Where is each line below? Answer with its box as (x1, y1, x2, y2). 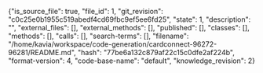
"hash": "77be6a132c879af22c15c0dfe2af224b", (77, 48, 236, 57)
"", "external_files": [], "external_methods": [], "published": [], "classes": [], (8, 23, 250, 32)
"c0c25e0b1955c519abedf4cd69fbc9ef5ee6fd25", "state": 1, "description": (8, 15, 251, 24)
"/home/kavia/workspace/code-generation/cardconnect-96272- (8, 40, 217, 49)
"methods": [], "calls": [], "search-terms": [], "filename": (8, 31, 189, 40)
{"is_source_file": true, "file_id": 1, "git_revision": (8, 7, 163, 16)
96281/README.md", (8, 48, 76, 57)
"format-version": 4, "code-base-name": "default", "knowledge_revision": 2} (8, 56, 255, 65)
